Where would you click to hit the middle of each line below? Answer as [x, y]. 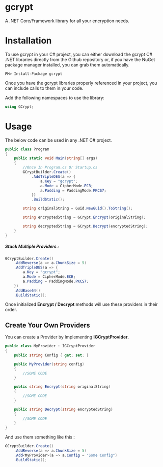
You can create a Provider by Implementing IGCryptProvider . [67, 337]
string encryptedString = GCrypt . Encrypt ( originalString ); [84, 217]
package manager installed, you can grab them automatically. [68, 65]
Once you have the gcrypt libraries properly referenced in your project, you [81, 83]
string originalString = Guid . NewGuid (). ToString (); [78, 208]
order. [11, 310]
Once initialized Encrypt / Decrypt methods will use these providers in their [81, 304]
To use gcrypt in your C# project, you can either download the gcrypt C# [79, 54]
